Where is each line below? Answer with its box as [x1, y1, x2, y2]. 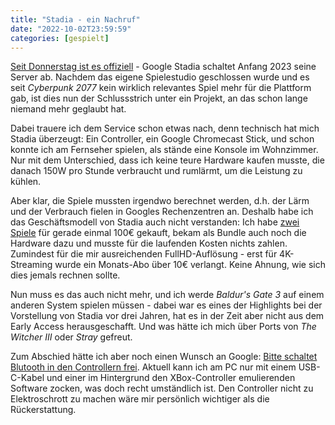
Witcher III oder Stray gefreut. [10, 331, 133, 343]
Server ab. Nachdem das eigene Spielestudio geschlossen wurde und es [10, 71, 310, 83]
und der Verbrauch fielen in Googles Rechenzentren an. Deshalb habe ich [10, 206, 314, 218]
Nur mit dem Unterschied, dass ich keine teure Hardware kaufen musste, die [10, 154, 325, 166]
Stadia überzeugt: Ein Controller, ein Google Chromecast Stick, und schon [10, 133, 315, 145]
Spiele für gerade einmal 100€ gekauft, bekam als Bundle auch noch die [10, 227, 307, 239]
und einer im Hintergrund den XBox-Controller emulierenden [46, 372, 296, 384]
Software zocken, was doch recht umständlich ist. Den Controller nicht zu [10, 382, 314, 395]
